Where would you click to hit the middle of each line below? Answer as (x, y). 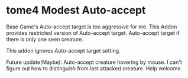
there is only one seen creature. (45, 39)
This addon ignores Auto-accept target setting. (63, 50)
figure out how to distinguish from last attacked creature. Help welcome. (94, 68)
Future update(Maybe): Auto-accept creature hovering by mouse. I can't (94, 62)
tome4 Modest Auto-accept (76, 10)
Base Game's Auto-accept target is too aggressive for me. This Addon (92, 27)
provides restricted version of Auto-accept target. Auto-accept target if (93, 32)
